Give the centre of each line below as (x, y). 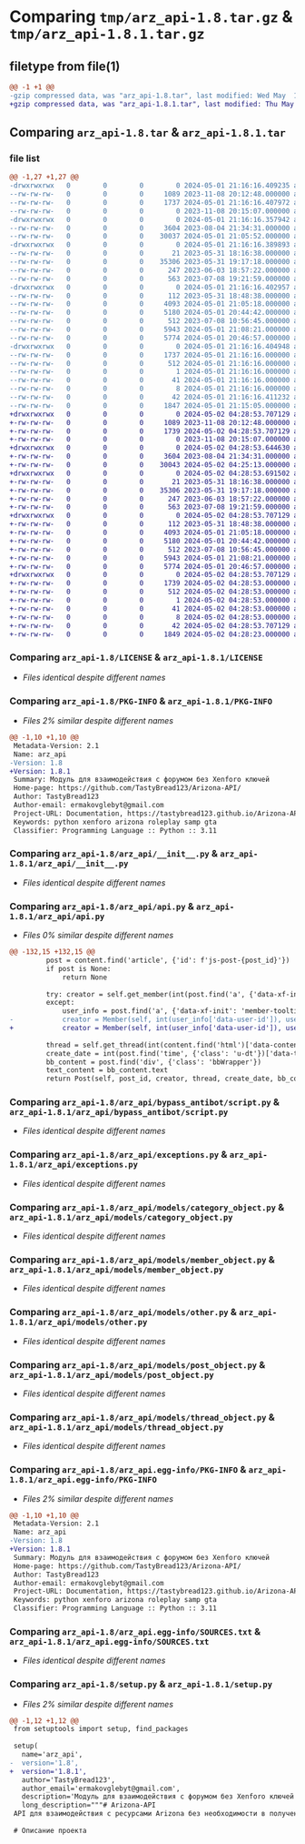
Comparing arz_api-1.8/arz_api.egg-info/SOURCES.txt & (135, 1631)
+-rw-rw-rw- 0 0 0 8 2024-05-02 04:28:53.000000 (150, 617)
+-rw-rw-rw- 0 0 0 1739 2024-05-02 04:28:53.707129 (150, 431)
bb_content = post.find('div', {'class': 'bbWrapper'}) (153, 1062)
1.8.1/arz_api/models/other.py (79, 1322)
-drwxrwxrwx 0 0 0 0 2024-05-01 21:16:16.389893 (150, 245)
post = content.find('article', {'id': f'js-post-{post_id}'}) (168, 960)
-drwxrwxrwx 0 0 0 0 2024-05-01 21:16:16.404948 (150, 346)
